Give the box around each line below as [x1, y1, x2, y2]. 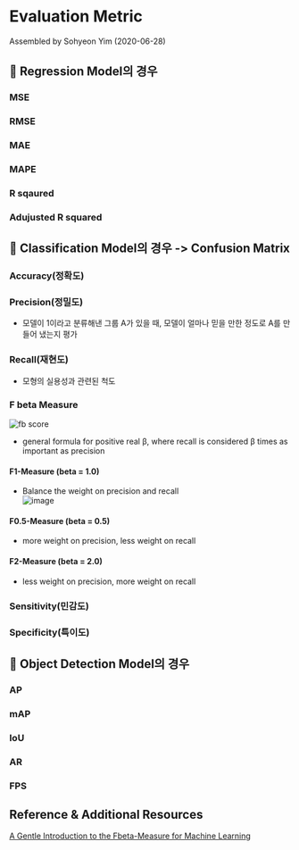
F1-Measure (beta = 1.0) [9, 466, 100, 477]
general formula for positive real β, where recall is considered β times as [21, 436, 288, 447]
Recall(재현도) [9, 354, 69, 366]
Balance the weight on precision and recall [21, 486, 179, 496]
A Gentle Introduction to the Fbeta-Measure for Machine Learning [9, 830, 252, 841]
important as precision [21, 446, 105, 456]
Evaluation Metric [9, 6, 143, 27]
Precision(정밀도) [9, 296, 83, 309]
